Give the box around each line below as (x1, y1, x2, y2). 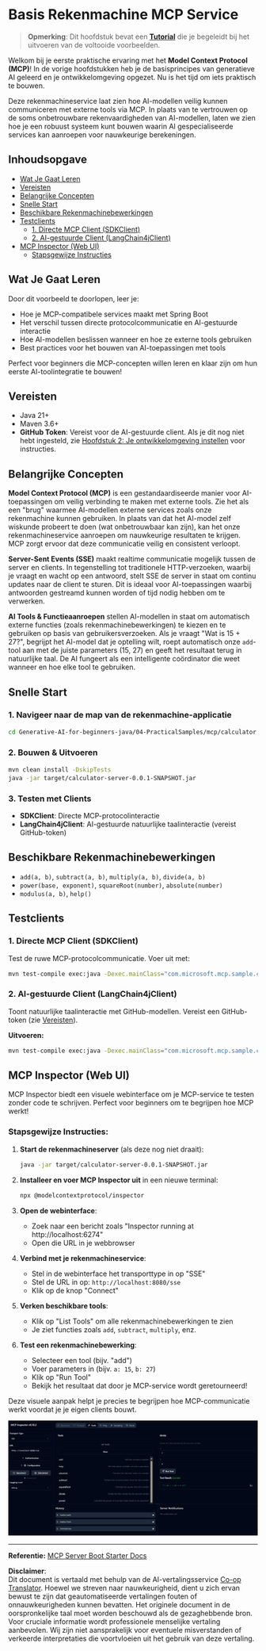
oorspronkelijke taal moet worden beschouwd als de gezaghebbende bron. (8, 1608, 253, 1618)
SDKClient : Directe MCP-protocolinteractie (19, 811, 160, 821)
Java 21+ (19, 411, 50, 420)
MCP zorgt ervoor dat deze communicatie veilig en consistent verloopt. (8, 539, 241, 549)
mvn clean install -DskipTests (8, 766, 112, 774)
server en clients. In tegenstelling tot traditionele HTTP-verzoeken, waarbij (8, 563, 251, 573)
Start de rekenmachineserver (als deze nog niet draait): (19, 1144, 204, 1154)
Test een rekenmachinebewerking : (19, 1340, 137, 1350)
